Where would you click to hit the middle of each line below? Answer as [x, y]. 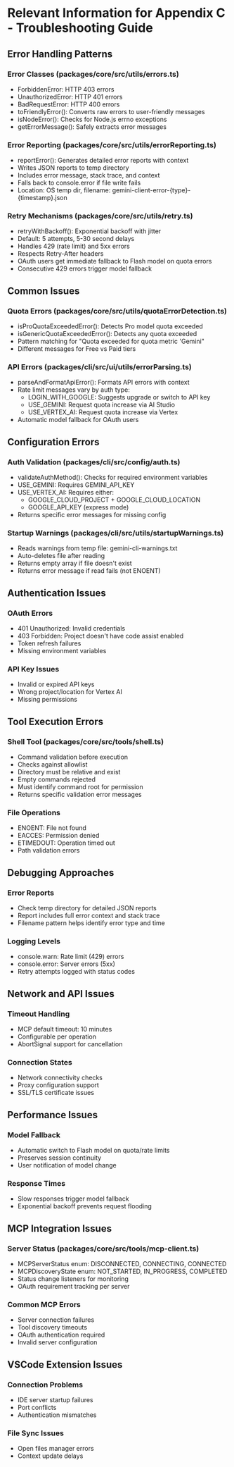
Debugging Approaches [61, 873]
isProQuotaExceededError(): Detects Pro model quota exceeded [110, 326]
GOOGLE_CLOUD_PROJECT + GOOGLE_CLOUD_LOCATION [114, 500]
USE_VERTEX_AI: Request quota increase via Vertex [103, 412]
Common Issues [44, 291]
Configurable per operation [57, 1036]
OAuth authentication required [61, 1335]
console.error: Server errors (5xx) [66, 964]
